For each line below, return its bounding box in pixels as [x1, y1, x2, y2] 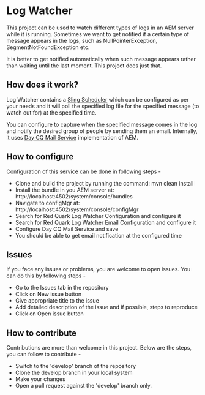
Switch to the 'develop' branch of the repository [15, 363, 136, 370]
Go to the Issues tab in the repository [15, 284, 109, 292]
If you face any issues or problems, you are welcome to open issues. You [6, 266, 191, 273]
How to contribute [6, 328, 77, 338]
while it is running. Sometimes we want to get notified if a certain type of [6, 30, 190, 37]
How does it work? [6, 80, 79, 90]
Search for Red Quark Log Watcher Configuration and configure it [15, 212, 181, 219]
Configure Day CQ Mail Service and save [15, 225, 119, 233]
